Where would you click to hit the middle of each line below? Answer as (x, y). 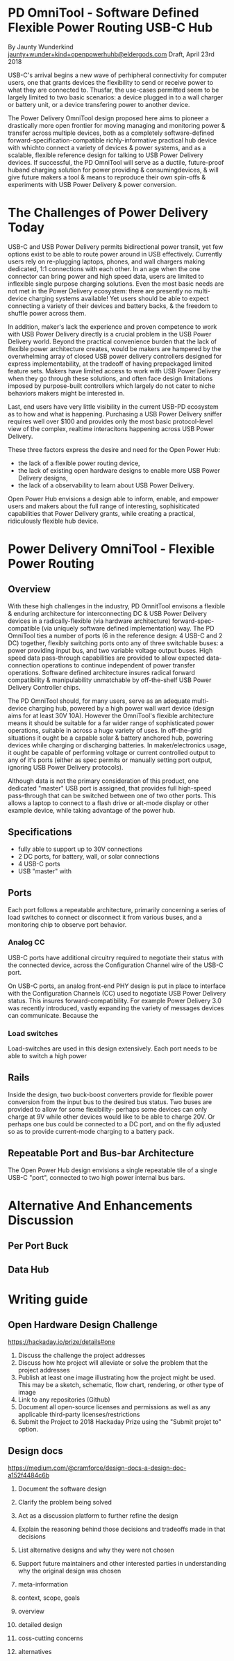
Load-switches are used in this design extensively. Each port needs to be (112, 1048)
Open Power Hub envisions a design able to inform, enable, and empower (113, 499)
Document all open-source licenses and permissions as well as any (114, 1407)
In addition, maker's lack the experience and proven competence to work (112, 326)
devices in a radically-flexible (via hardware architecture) (89, 621)
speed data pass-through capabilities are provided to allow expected (107, 658)
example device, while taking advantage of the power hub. (92, 810)
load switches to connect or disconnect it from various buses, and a (105, 917)
